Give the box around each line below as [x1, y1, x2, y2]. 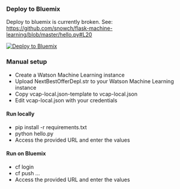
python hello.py [14, 130, 54, 137]
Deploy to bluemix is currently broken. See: [6, 19, 113, 26]
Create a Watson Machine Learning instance [14, 71, 125, 78]
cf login [14, 163, 34, 170]
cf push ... [14, 170, 40, 176]
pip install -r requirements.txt [14, 123, 87, 130]
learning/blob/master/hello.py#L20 [6, 31, 92, 38]
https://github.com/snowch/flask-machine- [6, 25, 113, 32]
